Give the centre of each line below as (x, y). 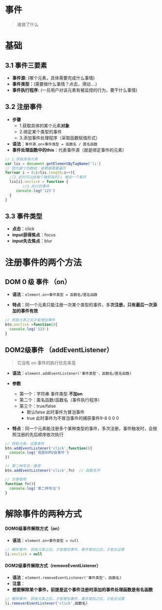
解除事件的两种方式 (44, 514)
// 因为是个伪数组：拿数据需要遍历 (36, 168)
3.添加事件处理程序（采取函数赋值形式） (60, 138)
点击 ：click (23, 229)
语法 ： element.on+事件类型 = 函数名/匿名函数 (55, 294)
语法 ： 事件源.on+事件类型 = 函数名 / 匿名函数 (55, 144)
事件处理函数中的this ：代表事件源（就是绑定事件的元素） (69, 150)
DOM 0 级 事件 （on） (38, 282)
